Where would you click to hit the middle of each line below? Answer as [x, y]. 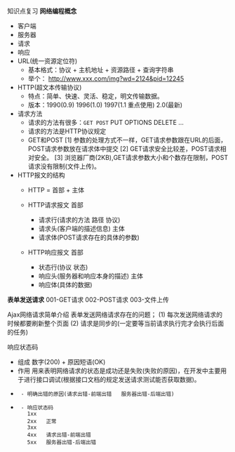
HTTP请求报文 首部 [55, 205]
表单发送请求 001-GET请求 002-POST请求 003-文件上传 [88, 300]
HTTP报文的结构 [41, 175]
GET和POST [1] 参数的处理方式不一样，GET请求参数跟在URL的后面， [127, 140]
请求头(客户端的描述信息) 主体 [81, 228]
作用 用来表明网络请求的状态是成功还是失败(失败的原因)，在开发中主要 [119, 371]
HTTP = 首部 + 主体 [56, 190]
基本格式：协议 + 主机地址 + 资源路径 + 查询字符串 [101, 70]
